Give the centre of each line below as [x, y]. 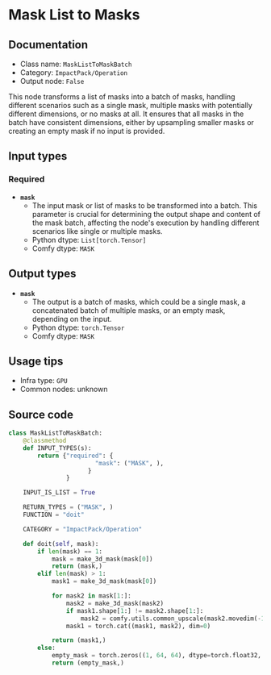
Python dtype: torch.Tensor [78, 327]
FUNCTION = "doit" [54, 515]
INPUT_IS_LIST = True [59, 493]
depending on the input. [72, 319]
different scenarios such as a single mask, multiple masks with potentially [130, 105]
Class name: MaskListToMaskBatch [76, 64]
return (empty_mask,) [88, 663]
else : [47, 648]
